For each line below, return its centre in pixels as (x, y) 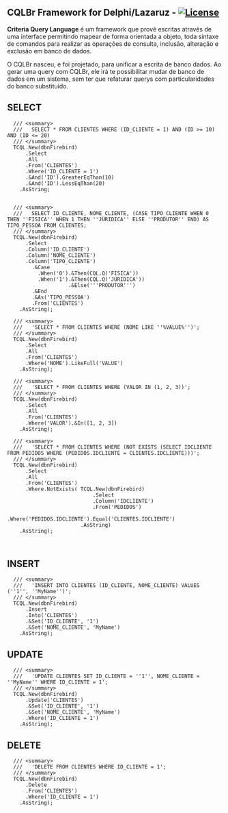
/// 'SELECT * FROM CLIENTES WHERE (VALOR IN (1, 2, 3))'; (102, 387)
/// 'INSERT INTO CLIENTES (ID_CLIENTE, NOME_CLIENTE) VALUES (106, 586)
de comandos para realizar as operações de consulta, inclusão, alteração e (113, 43)
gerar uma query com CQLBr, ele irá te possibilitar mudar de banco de (106, 71)
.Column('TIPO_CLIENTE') (60, 261)
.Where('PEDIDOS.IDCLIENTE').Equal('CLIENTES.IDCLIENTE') (91, 519)
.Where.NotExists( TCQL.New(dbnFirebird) (85, 489)
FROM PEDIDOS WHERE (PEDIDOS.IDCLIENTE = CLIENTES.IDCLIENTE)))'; (103, 453)
